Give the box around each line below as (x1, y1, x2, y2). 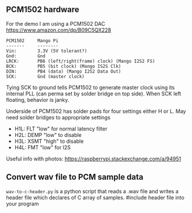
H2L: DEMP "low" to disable (14, 131, 82, 138)
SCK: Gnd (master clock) (6, 73, 85, 80)
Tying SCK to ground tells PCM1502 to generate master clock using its (6, 84, 175, 91)
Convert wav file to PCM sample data (6, 172, 144, 182)
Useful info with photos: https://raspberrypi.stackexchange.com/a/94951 (6, 155, 181, 162)
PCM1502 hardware (6, 5, 80, 15)
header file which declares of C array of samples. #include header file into (6, 194, 185, 201)
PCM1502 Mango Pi (6, 37, 59, 43)
